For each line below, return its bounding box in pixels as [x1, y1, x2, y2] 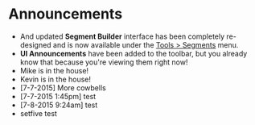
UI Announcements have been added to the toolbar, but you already [19, 48, 248, 58]
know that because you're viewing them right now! [19, 57, 188, 67]
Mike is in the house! [19, 65, 89, 75]
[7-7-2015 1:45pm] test [19, 91, 97, 101]
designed [19, 40, 51, 49]
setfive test [19, 108, 58, 118]
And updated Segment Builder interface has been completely [19, 31, 225, 41]
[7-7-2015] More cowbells [19, 82, 106, 93]
